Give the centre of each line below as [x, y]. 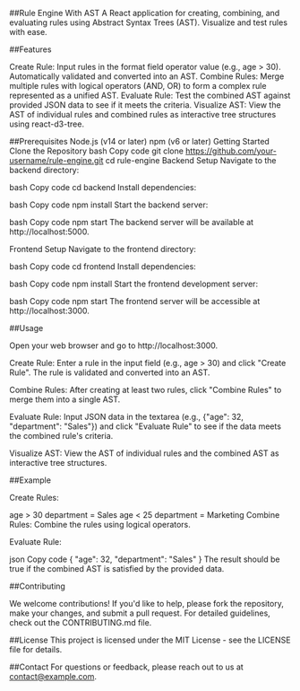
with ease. [28, 32]
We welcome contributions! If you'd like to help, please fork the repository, [147, 604]
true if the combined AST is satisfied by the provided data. [117, 569]
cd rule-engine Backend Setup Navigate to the [191, 160]
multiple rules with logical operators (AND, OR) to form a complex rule [138, 86]
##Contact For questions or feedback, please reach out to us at [126, 667]
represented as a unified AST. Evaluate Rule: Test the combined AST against [150, 95]
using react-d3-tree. [47, 124]
